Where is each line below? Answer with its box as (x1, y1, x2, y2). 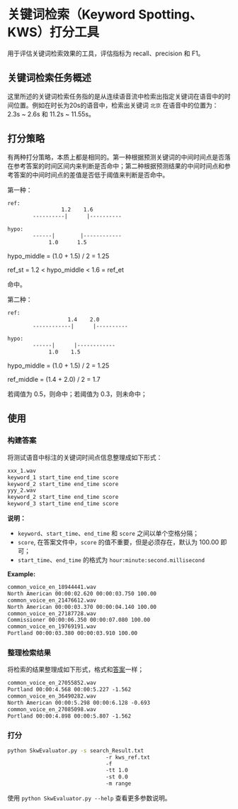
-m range (105, 780, 132, 788)
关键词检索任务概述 (7, 72, 91, 84)
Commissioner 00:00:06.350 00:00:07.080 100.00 (7, 617, 151, 624)
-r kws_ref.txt (105, 754, 151, 761)
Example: (7, 570, 36, 578)
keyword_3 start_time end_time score (7, 500, 119, 507)
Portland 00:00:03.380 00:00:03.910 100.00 (7, 629, 138, 637)
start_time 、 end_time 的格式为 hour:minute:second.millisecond (17, 556, 205, 564)
